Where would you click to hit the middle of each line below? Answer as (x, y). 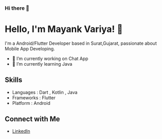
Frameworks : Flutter (34, 98)
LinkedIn (21, 131)
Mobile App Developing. (30, 48)
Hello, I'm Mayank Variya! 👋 (64, 29)
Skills (13, 80)
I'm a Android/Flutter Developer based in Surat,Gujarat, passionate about (81, 43)
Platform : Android (31, 103)
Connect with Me (33, 119)
